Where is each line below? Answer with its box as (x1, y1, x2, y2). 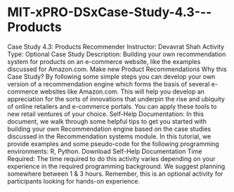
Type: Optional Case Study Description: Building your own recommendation (7, 50, 226, 58)
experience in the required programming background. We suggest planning (7, 162, 226, 170)
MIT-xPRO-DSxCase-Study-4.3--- (7, 4, 212, 20)
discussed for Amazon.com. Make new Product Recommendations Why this (7, 65, 227, 73)
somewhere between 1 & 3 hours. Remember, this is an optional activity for (7, 169, 223, 178)
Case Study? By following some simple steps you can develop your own (7, 72, 216, 81)
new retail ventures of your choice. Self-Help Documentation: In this (7, 110, 204, 118)
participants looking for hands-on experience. (7, 177, 141, 185)
